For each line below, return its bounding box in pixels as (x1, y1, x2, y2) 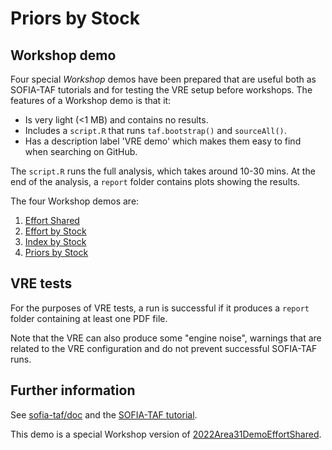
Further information (10, 382, 136, 399)
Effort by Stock (24, 225, 87, 237)
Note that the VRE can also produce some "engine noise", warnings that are (10, 332, 322, 344)
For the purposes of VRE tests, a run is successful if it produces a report (10, 302, 310, 314)
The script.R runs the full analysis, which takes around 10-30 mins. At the (10, 165, 316, 177)
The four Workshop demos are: (10, 195, 140, 207)
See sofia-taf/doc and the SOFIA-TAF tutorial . (10, 408, 198, 421)
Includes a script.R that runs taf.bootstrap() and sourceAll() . (24, 125, 287, 136)
